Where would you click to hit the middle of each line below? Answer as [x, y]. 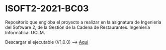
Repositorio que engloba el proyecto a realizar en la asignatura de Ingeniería [83, 22]
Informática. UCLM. [25, 32]
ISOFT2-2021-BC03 [47, 9]
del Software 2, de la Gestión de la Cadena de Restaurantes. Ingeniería [78, 27]
